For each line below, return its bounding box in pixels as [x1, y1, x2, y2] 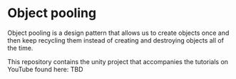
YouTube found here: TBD [7, 65, 83, 73]
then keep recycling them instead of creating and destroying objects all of [7, 36, 225, 44]
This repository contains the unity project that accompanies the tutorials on [7, 57, 229, 65]
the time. [7, 43, 34, 52]
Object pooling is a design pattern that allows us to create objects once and [7, 28, 230, 37]
